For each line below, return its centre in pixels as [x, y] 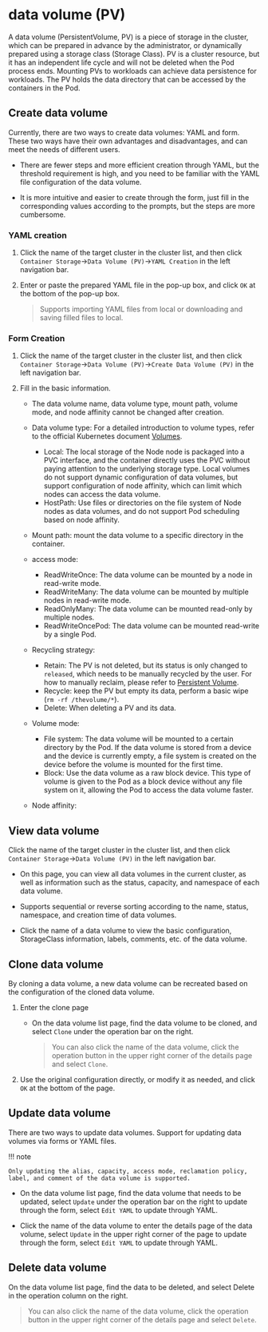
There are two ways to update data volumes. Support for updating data [125, 1132]
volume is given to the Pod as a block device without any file [143, 781]
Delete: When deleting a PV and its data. [110, 708]
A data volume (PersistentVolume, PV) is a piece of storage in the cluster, [128, 37]
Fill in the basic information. [65, 388]
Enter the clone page [54, 1007]
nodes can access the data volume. [102, 495]
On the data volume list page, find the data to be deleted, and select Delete [132, 1287]
